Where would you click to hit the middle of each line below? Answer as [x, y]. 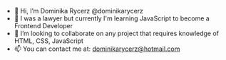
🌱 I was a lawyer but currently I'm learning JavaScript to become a [112, 18]
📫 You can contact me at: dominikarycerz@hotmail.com [97, 49]
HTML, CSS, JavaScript [49, 41]
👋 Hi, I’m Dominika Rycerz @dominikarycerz [79, 11]
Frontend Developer [43, 26]
